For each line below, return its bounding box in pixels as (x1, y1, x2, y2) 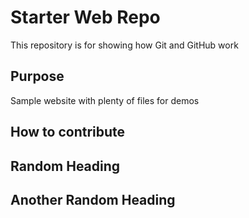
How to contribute (10, 124, 126, 141)
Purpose (10, 68, 65, 85)
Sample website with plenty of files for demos (10, 94, 200, 106)
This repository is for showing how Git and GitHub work (10, 39, 239, 51)
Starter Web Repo (10, 6, 161, 29)
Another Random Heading (10, 191, 176, 208)
